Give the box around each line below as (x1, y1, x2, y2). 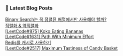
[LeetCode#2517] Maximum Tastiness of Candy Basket (5, 45, 118, 51)
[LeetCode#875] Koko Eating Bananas (5, 28, 84, 34)
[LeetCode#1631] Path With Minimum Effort (5, 33, 94, 39)
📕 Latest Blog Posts (5, 4, 53, 11)
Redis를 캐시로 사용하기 (5, 39, 51, 45)
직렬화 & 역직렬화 (5, 22, 39, 29)
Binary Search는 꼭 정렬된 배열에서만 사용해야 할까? (5, 16, 107, 22)
